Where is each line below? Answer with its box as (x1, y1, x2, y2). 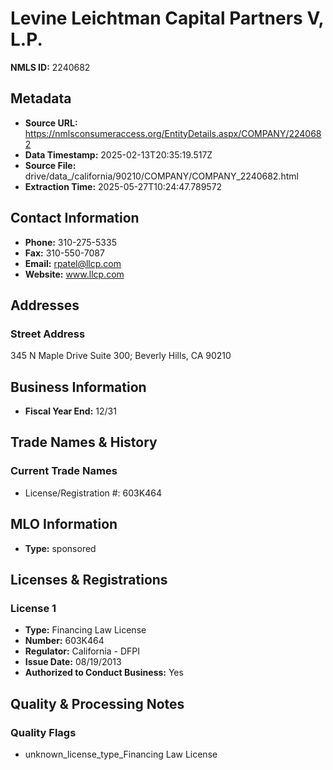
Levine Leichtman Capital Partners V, (10, 7, 325, 30)
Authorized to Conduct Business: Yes (24, 667, 184, 679)
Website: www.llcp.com (24, 268, 125, 280)
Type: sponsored (24, 542, 97, 554)
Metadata (10, 90, 72, 107)
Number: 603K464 (24, 635, 105, 647)
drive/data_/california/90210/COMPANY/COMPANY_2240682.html (24, 170, 299, 182)
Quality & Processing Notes (10, 695, 185, 712)
